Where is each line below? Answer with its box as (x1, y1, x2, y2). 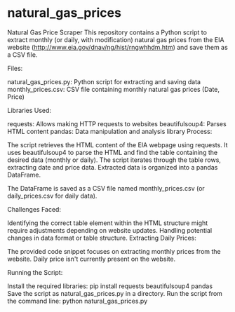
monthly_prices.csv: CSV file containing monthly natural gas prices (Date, (7, 85, 220, 93)
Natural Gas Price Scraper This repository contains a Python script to (7, 28, 207, 36)
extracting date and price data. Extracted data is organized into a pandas (7, 163, 218, 171)
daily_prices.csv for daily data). (7, 191, 98, 200)
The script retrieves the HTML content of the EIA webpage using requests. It (7, 140, 228, 149)
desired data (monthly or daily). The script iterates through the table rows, (7, 156, 221, 164)
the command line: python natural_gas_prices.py (7, 297, 148, 305)
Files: (7, 64, 23, 72)
